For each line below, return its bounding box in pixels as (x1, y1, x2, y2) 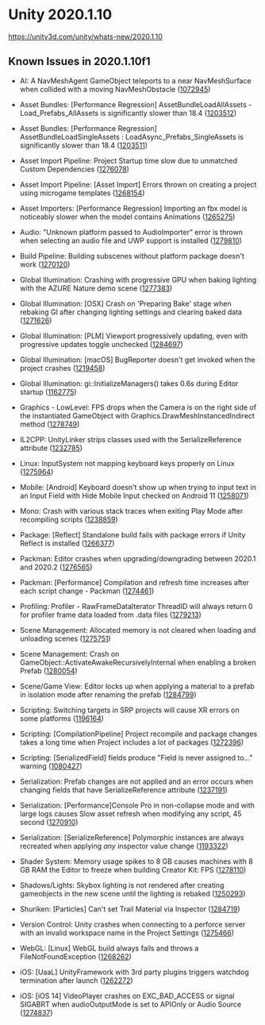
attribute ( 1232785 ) (19, 443, 83, 453)
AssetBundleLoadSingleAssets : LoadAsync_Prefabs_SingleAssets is (19, 132, 244, 141)
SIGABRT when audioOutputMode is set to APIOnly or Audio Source (19, 999, 242, 1009)
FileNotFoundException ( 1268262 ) (19, 951, 132, 961)
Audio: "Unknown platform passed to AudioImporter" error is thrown (19, 227, 244, 237)
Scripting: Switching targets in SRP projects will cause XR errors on (19, 705, 240, 715)
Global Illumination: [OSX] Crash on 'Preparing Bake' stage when (19, 299, 232, 308)
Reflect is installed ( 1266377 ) (19, 538, 115, 548)
